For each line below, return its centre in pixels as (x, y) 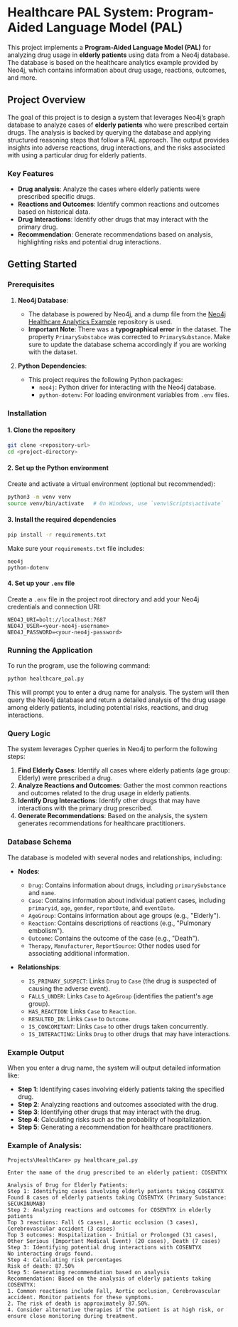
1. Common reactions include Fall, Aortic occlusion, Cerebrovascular (114, 1291)
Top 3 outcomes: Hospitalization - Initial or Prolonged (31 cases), (113, 1235)
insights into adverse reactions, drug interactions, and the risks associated (117, 148)
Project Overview (47, 100)
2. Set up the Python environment (58, 468)
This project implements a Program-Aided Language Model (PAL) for (109, 47)
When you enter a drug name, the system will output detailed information (114, 1068)
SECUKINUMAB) (27, 1204)
